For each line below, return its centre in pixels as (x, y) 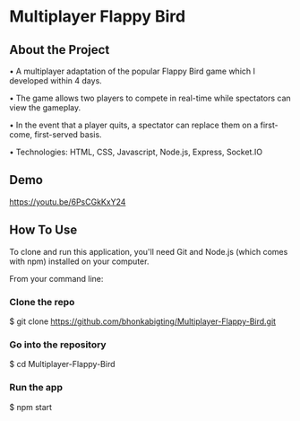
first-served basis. (68, 135)
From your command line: (56, 278)
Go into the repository (58, 345)
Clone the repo (42, 302)
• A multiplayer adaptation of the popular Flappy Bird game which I (133, 71)
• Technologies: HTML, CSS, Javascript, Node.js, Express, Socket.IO (136, 152)
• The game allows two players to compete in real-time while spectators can (150, 98)
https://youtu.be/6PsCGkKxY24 (68, 202)
